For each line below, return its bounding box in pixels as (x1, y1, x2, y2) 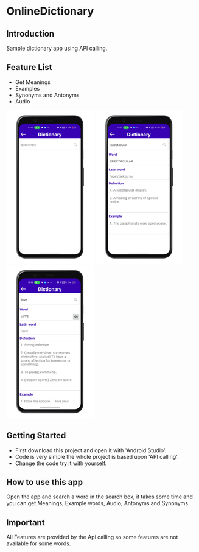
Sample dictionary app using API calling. (6, 44, 108, 52)
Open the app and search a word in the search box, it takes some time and (6, 493, 194, 500)
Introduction (6, 29, 55, 39)
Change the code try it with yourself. (15, 459, 107, 467)
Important (6, 517, 45, 528)
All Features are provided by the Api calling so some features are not (6, 534, 178, 541)
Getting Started (6, 430, 66, 441)
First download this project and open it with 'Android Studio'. (15, 446, 167, 454)
